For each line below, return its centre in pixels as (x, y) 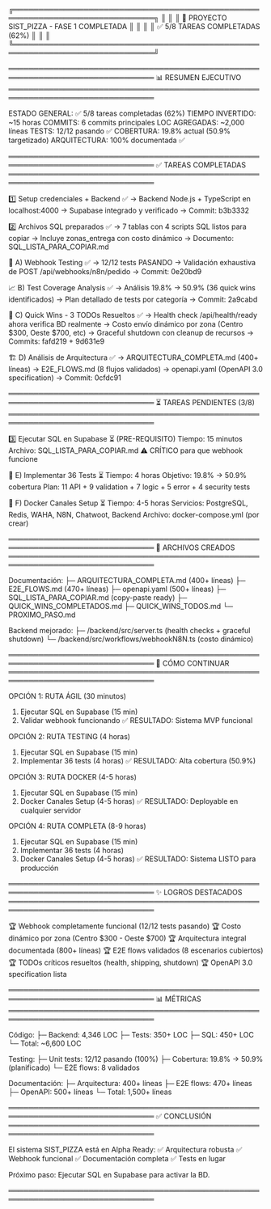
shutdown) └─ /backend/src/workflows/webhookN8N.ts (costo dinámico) (131, 639)
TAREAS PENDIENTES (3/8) (209, 402)
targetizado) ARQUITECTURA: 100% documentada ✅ (97, 140)
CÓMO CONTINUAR (196, 663)
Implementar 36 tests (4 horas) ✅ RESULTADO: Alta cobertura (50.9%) (138, 761)
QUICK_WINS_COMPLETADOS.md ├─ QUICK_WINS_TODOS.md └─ (121, 606)
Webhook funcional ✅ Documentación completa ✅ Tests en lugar (117, 1158)
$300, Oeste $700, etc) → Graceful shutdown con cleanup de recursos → (131, 333)
